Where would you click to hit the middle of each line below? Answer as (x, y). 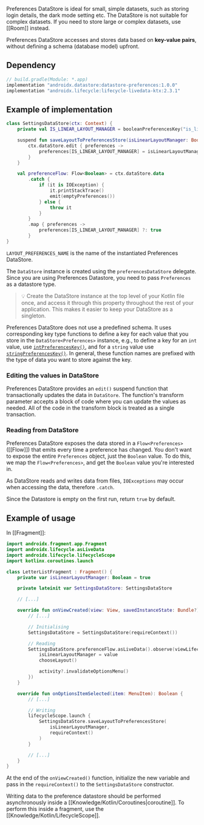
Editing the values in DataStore (53, 375)
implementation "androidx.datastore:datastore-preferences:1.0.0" (92, 85)
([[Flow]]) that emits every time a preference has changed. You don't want (99, 450)
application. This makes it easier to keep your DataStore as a (97, 309)
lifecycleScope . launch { (59, 716)
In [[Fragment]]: (26, 533)
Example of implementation (59, 110)
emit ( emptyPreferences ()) (82, 196)
